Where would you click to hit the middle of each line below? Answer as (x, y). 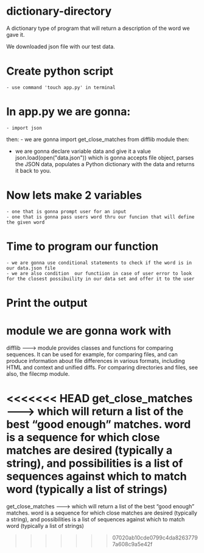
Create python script (60, 71)
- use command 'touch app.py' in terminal (61, 87)
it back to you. (33, 170)
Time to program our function (83, 246)
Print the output (47, 303)
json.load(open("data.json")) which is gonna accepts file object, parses (104, 158)
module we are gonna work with (89, 331)
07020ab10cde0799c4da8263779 (155, 537)
